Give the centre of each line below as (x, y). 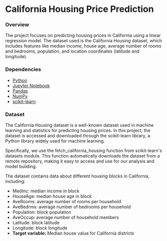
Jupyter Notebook (31, 85)
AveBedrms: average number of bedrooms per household (72, 207)
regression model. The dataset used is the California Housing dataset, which (84, 41)
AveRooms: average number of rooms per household (67, 202)
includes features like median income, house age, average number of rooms (83, 46)
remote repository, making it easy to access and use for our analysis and (80, 161)
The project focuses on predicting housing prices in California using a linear (83, 35)
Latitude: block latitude (36, 223)
